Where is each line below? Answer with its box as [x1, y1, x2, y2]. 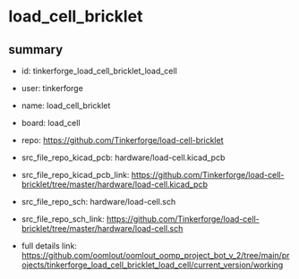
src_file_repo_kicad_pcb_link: [21, 170, 130, 180]
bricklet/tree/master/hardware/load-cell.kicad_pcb [21, 179, 208, 190]
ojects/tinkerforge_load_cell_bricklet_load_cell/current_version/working [21, 259, 284, 270]
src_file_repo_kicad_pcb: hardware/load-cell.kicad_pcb [21, 152, 226, 163]
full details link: [21, 241, 78, 251]
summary [8, 42, 64, 57]
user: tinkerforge [21, 83, 84, 93]
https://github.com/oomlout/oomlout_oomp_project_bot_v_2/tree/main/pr [21, 250, 290, 260]
